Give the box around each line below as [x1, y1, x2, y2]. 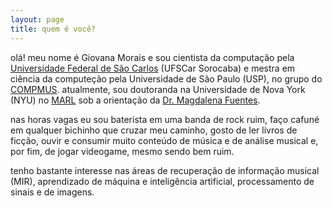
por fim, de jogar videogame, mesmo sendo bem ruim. [10, 145, 235, 157]
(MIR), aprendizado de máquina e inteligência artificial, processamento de [10, 175, 315, 187]
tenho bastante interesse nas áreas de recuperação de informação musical [10, 164, 320, 176]
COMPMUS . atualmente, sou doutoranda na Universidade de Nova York [10, 83, 306, 95]
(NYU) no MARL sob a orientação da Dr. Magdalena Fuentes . [10, 94, 261, 106]
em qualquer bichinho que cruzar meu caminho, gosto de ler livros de [10, 124, 298, 136]
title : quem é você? [10, 24, 97, 34]
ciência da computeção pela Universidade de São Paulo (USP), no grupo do [10, 72, 323, 85]
